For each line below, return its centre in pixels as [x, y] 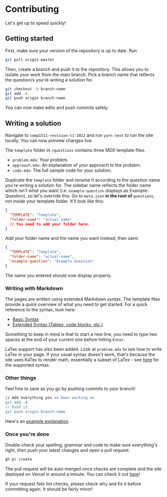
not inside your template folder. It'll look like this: [55, 201]
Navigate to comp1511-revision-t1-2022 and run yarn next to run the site [79, 135]
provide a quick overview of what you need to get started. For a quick [76, 304]
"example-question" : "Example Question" [52, 261]
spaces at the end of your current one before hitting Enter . [65, 340]
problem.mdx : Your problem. [40, 160]
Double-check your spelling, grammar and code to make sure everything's [82, 445]
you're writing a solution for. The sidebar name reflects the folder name [78, 186]
